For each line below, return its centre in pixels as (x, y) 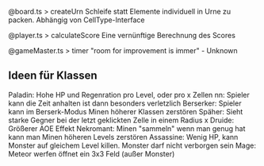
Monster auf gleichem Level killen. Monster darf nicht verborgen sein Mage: (132, 145)
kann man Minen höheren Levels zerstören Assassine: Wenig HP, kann (123, 137)
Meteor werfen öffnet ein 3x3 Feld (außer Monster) (92, 153)
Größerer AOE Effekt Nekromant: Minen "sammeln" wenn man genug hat (127, 128)
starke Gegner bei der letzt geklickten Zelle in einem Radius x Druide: (121, 120)
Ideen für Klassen (53, 76)
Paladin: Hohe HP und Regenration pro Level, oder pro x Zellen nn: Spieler (129, 95)
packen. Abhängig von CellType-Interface (77, 20)
